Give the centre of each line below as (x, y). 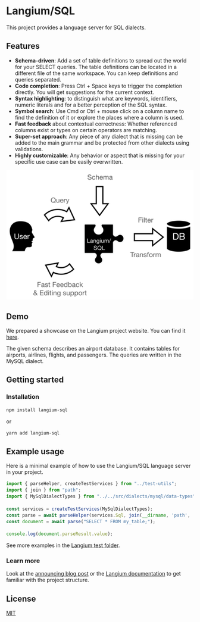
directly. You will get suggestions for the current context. (85, 92)
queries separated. (38, 79)
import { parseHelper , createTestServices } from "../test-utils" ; (92, 484)
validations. (29, 149)
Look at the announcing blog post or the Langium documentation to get (94, 574)
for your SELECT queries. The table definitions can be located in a (96, 67)
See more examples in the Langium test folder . (63, 545)
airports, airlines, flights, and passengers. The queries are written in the (94, 355)
